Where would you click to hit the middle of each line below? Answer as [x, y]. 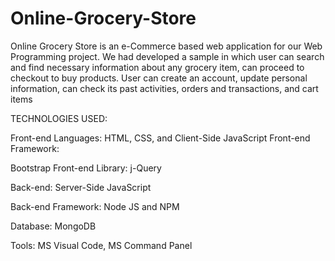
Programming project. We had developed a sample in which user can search [167, 56]
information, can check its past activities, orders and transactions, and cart [164, 88]
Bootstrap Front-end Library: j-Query [86, 168]
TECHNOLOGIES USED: [59, 118]
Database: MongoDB [53, 226]
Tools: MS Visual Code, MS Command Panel [101, 245]
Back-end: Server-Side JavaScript [81, 187]
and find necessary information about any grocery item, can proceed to [157, 67]
